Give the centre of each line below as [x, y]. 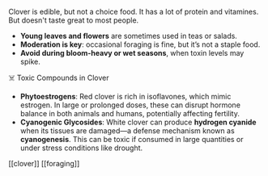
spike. [30, 61]
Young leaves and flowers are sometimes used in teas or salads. [128, 36]
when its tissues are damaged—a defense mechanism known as [127, 131]
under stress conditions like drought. [81, 148]
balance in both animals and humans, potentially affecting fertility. [130, 113]
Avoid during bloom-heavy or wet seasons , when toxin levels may [132, 53]
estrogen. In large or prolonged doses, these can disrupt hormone [130, 105]
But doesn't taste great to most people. [74, 20]
